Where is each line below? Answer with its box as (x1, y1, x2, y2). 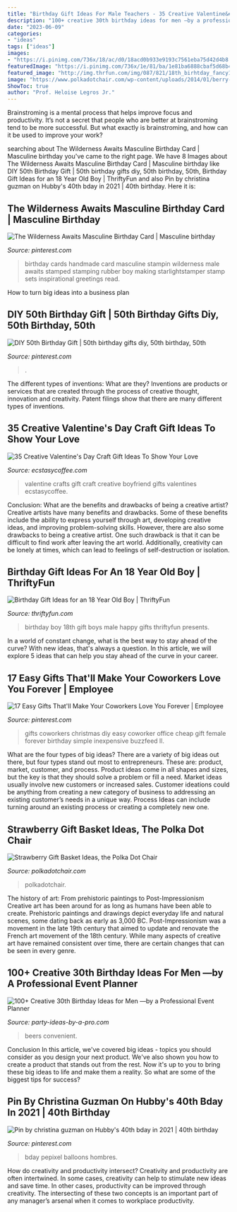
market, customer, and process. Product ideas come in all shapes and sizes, (7, 765, 229, 774)
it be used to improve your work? (7, 131, 104, 140)
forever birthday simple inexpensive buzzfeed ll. (24, 737, 164, 745)
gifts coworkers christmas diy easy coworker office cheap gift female (24, 729, 226, 738)
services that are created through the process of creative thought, (7, 387, 200, 395)
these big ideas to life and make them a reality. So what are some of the (7, 1067, 216, 1076)
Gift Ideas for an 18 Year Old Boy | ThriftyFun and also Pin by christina (7, 174, 210, 183)
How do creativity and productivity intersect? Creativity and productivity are (7, 1166, 228, 1175)
